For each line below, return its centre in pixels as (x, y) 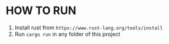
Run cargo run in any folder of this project (67, 34)
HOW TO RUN (41, 11)
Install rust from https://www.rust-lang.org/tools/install (88, 28)
